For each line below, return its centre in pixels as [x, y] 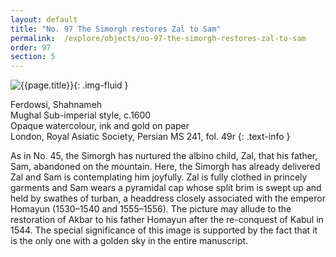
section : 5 [33, 57]
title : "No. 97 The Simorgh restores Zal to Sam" [116, 29]
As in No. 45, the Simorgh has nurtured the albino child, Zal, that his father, [164, 156]
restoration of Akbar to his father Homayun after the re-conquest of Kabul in [167, 220]
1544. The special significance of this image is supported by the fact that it [164, 230]
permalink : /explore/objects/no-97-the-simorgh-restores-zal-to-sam [158, 38]
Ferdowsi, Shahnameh [56, 105]
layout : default [44, 19]
